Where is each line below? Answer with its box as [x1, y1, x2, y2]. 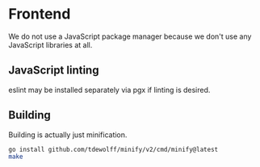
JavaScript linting [8, 64, 99, 77]
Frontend [8, 5, 71, 23]
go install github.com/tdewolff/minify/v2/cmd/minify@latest [8, 145, 219, 153]
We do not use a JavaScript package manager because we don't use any [8, 31, 252, 41]
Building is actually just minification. [8, 130, 128, 140]
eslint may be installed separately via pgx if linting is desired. [8, 85, 211, 94]
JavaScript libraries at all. [8, 40, 93, 49]
